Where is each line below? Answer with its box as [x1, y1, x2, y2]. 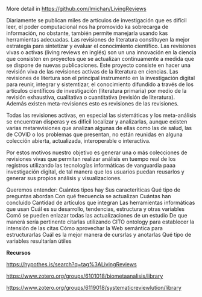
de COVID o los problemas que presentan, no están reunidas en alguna [6, 131, 183, 138]
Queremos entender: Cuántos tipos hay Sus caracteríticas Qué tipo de [6, 186, 181, 193]
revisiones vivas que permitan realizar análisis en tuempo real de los [6, 155, 176, 162]
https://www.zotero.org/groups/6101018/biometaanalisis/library [6, 272, 163, 280]
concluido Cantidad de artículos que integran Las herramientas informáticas [6, 199, 195, 206]
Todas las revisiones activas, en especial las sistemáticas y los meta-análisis [6, 111, 197, 119]
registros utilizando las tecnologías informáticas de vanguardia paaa [6, 162, 176, 169]
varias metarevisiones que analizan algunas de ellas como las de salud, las [6, 125, 192, 131]
